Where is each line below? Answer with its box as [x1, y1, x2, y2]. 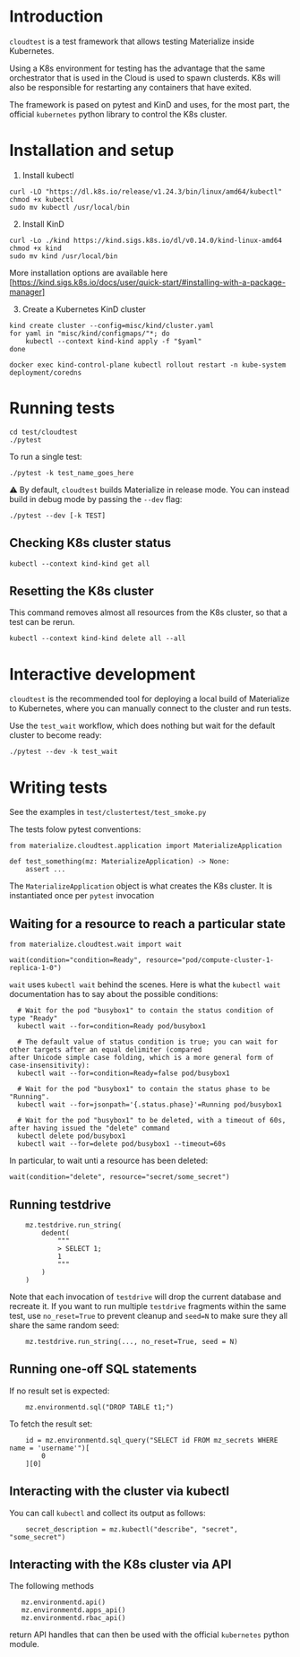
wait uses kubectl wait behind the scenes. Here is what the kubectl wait [9, 979, 281, 990]
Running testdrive [9, 1197, 112, 1212]
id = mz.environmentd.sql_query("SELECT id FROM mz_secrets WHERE [25, 1436, 279, 1444]
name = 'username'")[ [9, 1444, 90, 1453]
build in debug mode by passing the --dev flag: [9, 493, 183, 504]
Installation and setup [9, 141, 175, 160]
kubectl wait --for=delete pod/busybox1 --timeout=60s [17, 1140, 227, 1149]
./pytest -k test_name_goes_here [9, 468, 134, 477]
